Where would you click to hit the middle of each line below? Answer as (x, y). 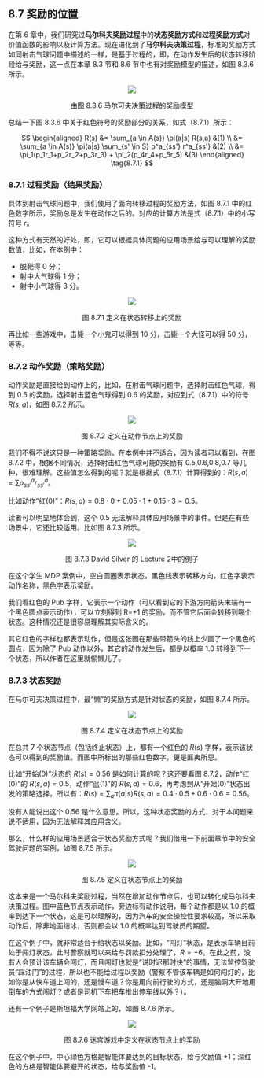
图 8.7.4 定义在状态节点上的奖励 (132, 731)
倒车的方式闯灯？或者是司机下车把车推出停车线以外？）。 (99, 991)
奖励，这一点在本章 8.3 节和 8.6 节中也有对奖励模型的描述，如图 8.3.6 (141, 64)
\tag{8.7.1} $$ (132, 163)
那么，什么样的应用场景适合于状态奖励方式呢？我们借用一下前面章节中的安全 (132, 838)
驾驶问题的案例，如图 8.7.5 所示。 (62, 847)
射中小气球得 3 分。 (51, 286)
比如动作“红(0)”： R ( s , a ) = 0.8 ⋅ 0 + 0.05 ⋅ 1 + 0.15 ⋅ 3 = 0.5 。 (105, 500)
